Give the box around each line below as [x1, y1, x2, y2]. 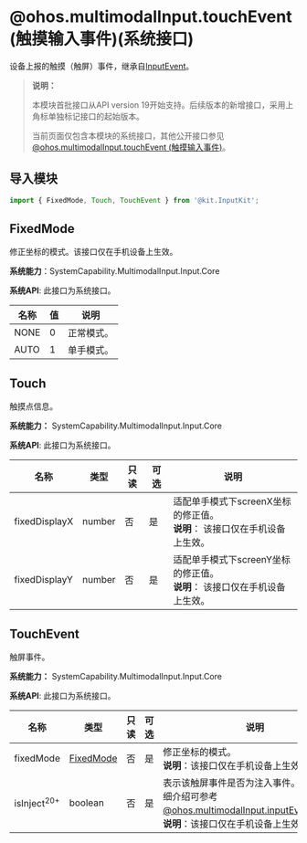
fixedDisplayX [14, 515, 74, 528]
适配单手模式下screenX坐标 [173, 495, 291, 508]
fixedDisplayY [14, 574, 73, 586]
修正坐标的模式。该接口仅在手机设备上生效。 [9, 247, 178, 258]
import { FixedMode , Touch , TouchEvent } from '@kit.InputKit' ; [9, 195, 259, 205]
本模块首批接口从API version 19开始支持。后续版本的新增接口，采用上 [31, 99, 294, 111]
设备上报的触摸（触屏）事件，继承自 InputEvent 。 [9, 60, 195, 71]
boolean [69, 796, 105, 809]
